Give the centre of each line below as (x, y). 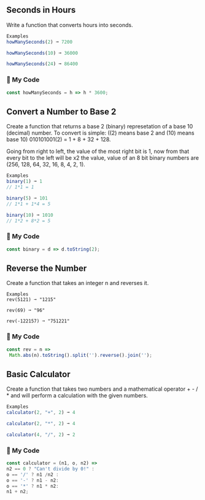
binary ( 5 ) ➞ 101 (27, 198)
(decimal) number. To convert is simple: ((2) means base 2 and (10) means (100, 133)
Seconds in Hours (41, 10)
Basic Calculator (38, 374)
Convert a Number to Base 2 (61, 111)
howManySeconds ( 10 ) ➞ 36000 (42, 53)
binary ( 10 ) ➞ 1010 (30, 215)
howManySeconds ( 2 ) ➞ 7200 (39, 42)
